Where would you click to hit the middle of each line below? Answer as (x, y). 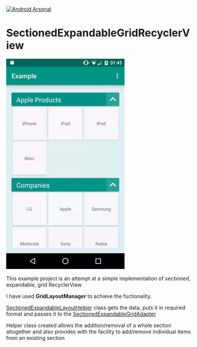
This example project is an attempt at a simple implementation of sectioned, (98, 278)
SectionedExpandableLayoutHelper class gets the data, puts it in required (96, 307)
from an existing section (35, 338)
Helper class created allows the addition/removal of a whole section (89, 325)
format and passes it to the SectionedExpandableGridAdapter (81, 314)
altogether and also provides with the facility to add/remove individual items (98, 332)
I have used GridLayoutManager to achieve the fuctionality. (79, 296)
